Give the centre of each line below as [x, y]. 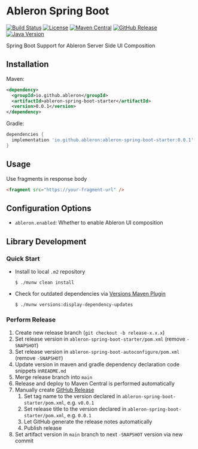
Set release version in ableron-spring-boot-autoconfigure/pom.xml [97, 352]
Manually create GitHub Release [54, 390]
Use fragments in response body [47, 178]
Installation [28, 64]
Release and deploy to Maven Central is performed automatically [95, 384]
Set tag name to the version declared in [72, 396]
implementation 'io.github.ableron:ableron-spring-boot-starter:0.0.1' [103, 140]
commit [24, 441]
